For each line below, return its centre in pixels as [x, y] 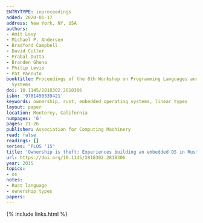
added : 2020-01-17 [29, 17]
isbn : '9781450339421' [35, 96]
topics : [16, 169]
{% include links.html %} [37, 214]
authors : [17, 29]
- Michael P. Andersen [35, 40]
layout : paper [24, 107]
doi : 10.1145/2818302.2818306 [44, 90]
